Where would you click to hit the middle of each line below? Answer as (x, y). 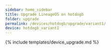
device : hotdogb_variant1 (32, 28)
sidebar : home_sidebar (29, 10)
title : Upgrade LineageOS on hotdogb (44, 14)
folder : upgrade (22, 19)
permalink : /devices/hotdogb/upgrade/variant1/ (56, 24)
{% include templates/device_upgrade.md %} (52, 42)
